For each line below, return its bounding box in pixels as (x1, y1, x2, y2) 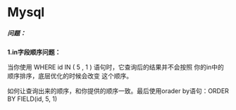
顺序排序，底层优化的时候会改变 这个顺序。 (7, 72, 132, 80)
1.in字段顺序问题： (7, 48, 61, 56)
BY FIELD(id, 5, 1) (7, 94, 58, 103)
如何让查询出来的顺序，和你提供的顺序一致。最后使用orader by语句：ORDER (7, 87, 229, 95)
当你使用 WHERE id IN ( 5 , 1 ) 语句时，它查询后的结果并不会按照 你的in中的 (7, 63, 224, 71)
